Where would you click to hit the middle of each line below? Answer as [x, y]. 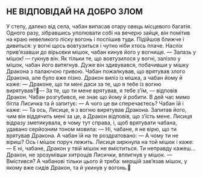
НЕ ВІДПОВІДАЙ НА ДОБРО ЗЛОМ [75, 12]
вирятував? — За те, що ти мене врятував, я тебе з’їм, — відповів [92, 90]
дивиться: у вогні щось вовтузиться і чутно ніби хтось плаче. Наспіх [94, 45]
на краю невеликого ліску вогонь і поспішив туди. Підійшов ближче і [95, 39]
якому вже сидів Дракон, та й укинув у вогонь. [67, 167]
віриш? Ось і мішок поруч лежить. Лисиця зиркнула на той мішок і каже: [100, 142]
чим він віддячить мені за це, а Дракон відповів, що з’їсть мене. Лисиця [99, 116]
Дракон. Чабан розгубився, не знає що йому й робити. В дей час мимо [98, 97]
